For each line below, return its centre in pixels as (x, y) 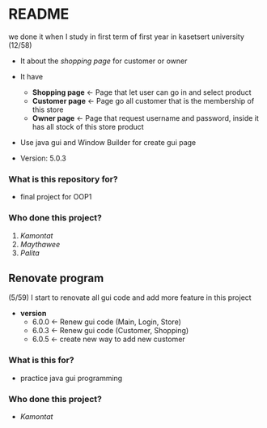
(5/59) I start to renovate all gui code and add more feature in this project (130, 297)
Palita (30, 253)
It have (31, 76)
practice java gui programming (71, 378)
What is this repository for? (64, 179)
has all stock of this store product (88, 126)
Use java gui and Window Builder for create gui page (108, 142)
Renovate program (56, 278)
